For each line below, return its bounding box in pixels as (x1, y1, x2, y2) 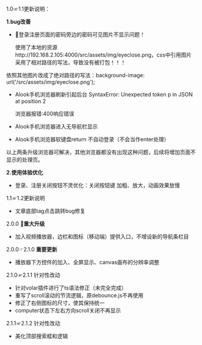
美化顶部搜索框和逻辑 (14, 332, 68, 340)
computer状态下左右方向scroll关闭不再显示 (14, 307, 121, 314)
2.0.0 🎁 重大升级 (6, 220, 45, 227)
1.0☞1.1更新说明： (6, 5, 50, 12)
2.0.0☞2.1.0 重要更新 (6, 246, 58, 253)
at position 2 (14, 98, 46, 104)
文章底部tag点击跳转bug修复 (14, 207, 86, 214)
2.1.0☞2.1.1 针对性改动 (6, 271, 61, 279)
